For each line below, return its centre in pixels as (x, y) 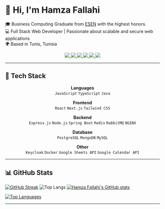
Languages (82, 88)
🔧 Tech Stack (26, 76)
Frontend (82, 102)
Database (82, 132)
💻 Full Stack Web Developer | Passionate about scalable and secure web (79, 31)
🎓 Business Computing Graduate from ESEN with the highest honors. (76, 24)
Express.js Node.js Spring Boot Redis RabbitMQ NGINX (82, 123)
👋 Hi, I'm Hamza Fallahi (53, 10)
